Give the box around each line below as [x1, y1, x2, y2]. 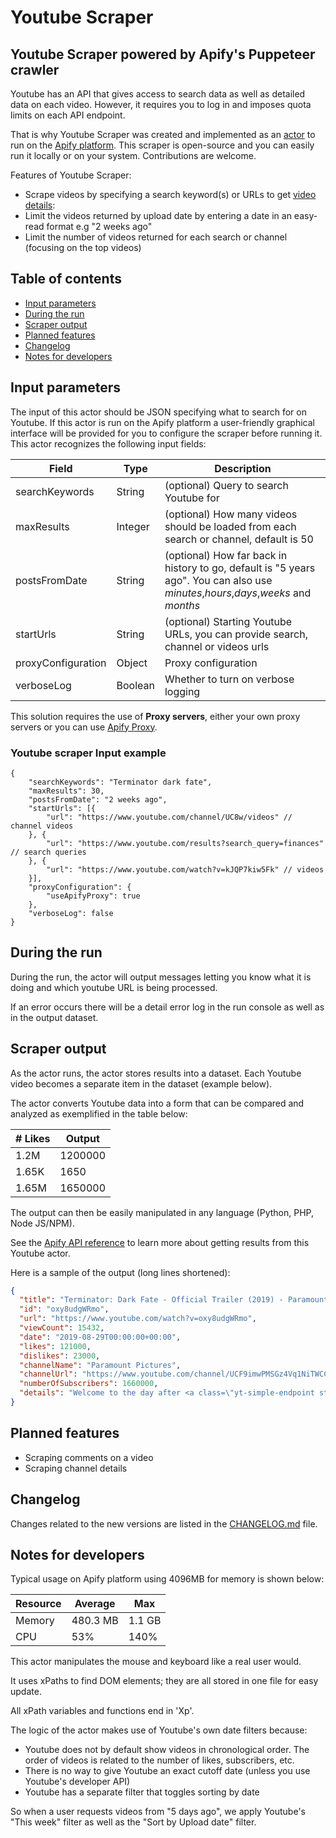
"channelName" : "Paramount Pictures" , [19, 1360, 182, 1370]
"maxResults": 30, [28, 786, 105, 796]
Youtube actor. [10, 1247, 71, 1259]
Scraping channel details [24, 1462, 128, 1474]
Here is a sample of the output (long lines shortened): [10, 1266, 231, 1278]
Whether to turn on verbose [164, 672, 295, 686]
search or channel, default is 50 [164, 532, 314, 546]
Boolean [116, 678, 155, 692]
